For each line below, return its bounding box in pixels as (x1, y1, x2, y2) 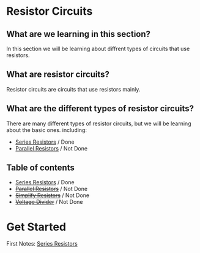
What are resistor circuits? (6, 69, 110, 80)
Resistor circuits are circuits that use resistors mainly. (6, 85, 141, 93)
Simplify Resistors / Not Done (15, 192, 90, 199)
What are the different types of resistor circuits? (6, 103, 194, 114)
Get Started (6, 220, 66, 234)
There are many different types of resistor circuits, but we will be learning (6, 120, 191, 127)
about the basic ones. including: (6, 126, 87, 133)
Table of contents (6, 163, 75, 173)
